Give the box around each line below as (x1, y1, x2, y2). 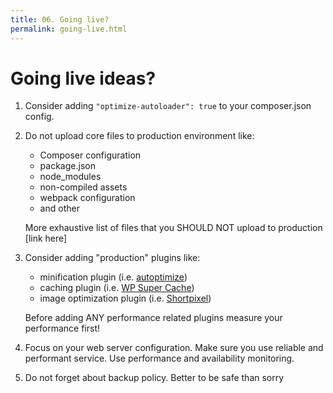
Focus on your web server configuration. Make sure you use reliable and (24, 342, 324, 354)
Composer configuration (39, 149, 142, 161)
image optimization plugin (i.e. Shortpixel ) (39, 292, 212, 305)
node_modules (39, 171, 102, 183)
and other (39, 202, 80, 215)
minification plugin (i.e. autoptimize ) (39, 271, 188, 283)
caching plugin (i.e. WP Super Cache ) (39, 282, 195, 294)
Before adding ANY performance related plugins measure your (24, 312, 283, 324)
